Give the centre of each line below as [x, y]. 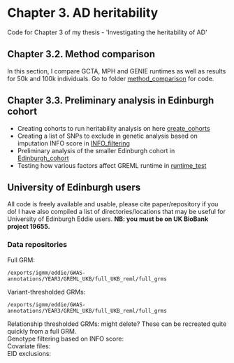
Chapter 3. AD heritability [83, 13]
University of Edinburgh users [74, 187]
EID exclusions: [29, 353]
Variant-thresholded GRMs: [46, 292]
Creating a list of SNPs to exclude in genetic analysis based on [107, 136]
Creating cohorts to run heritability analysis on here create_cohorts [114, 128]
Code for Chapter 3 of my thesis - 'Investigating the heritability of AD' [107, 32]
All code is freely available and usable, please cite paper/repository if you [113, 204]
